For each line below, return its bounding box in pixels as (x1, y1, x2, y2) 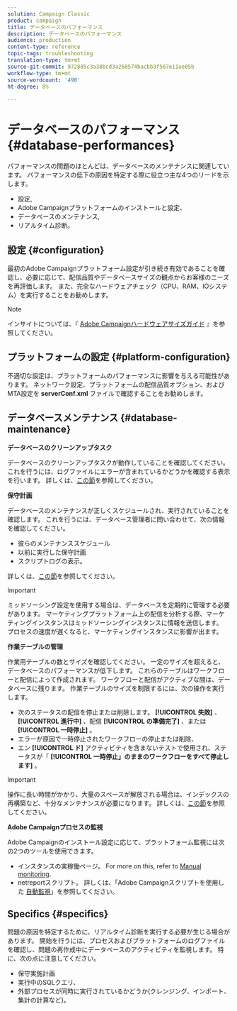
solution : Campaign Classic (7, 10, 91, 18)
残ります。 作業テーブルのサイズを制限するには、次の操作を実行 (37, 684, 225, 692)
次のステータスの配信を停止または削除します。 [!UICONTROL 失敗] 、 (17, 707, 221, 717)
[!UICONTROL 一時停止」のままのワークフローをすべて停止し (50, 752, 229, 761)
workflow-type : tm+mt (7, 70, 71, 77)
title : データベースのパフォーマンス (7, 23, 103, 31)
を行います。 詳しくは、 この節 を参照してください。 (7, 476, 157, 485)
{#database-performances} (7, 138, 175, 153)
